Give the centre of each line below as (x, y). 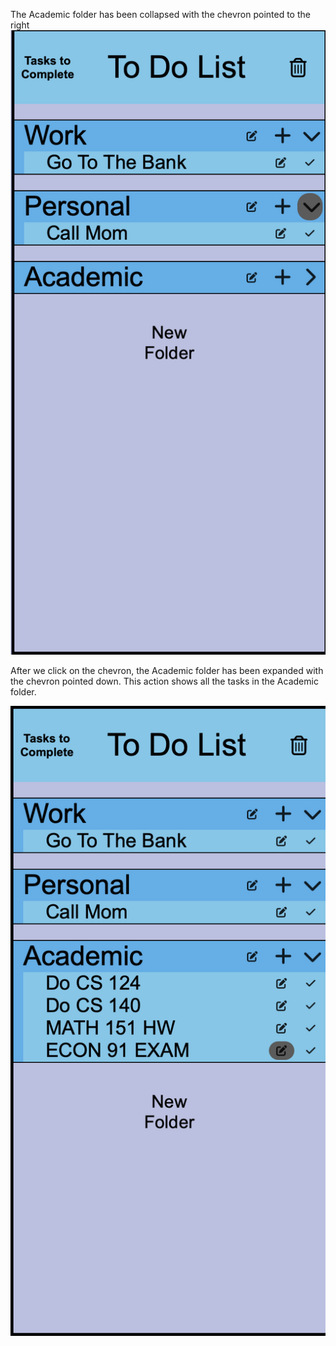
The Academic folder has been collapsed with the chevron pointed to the (160, 14)
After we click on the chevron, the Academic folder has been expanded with (167, 671)
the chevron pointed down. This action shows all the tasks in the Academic (164, 681)
